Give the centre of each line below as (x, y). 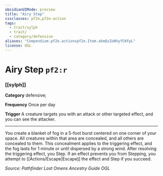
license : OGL (18, 46)
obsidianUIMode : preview (30, 9)
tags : (10, 23)
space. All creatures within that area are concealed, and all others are (74, 138)
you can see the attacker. (30, 119)
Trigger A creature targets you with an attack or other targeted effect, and (79, 114)
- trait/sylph (24, 28)
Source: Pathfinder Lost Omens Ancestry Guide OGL (57, 168)
